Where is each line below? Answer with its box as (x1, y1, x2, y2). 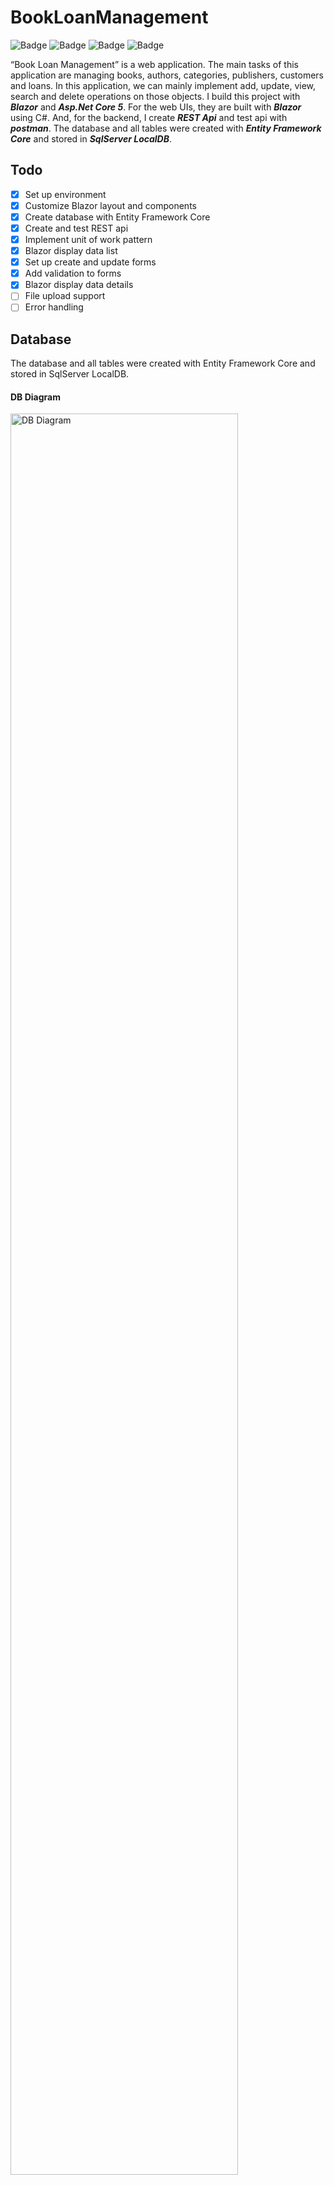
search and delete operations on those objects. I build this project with (10, 90, 301, 102)
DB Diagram (10, 391, 61, 403)
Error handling (24, 301, 84, 313)
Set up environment (24, 188, 107, 200)
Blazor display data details (24, 279, 134, 291)
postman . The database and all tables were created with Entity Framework (10, 122, 322, 134)
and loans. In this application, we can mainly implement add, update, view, (10, 79, 317, 91)
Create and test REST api (24, 222, 129, 234)
